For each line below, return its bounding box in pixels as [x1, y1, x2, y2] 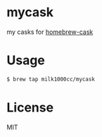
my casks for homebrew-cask [6, 28, 94, 36]
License [6, 100, 54, 115]
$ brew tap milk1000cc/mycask [6, 76, 96, 83]
